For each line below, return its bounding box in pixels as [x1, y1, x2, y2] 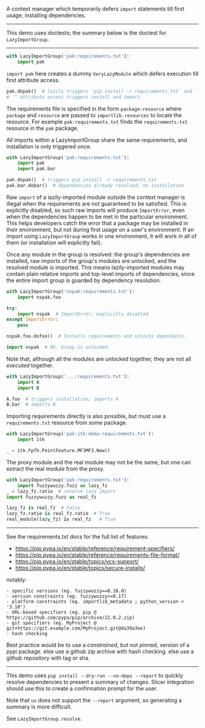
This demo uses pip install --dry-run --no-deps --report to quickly [6, 672, 183, 679]
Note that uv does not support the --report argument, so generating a [6, 697, 182, 704]
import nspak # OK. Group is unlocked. [6, 344, 111, 350]
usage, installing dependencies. [6, 12, 87, 19]
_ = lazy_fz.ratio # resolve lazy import [6, 488, 116, 494]
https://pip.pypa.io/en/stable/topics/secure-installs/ [15, 564, 145, 571]
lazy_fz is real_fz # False [6, 505, 81, 511]
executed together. [6, 361, 54, 369]
